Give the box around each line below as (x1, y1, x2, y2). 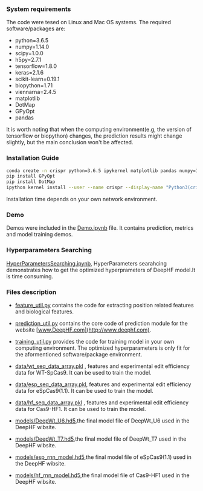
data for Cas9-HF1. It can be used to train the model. (14, 405, 146, 412)
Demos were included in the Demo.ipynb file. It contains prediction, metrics (6, 224, 194, 232)
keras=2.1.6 (14, 69, 44, 76)
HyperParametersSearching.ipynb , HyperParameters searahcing (6, 259, 167, 267)
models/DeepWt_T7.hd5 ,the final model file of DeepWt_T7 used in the (14, 435, 187, 443)
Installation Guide (6, 154, 59, 162)
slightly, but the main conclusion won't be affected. (6, 139, 134, 146)
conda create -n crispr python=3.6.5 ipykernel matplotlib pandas (6, 167, 177, 174)
